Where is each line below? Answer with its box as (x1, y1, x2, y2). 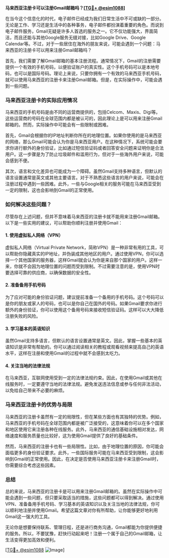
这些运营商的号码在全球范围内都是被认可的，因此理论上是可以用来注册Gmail (5, 115, 162, 121)
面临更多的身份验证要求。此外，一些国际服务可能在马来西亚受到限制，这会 (5, 449, 159, 455)
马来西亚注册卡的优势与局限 (5, 401, 72, 408)
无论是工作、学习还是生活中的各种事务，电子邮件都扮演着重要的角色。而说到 (5, 22, 164, 28)
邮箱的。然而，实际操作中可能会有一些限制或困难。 (5, 122, 111, 128)
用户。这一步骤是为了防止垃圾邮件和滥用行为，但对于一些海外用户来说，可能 (5, 151, 164, 158)
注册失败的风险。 (5, 313, 41, 319)
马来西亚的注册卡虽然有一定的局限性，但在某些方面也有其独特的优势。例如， (5, 413, 164, 420)
